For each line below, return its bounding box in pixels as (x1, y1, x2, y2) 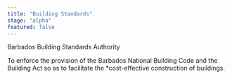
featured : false (7, 23, 55, 30)
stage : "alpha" (7, 17, 52, 24)
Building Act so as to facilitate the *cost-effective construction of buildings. (7, 64, 225, 73)
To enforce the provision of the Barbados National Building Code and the (7, 56, 218, 65)
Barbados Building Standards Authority (7, 43, 121, 51)
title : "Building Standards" (7, 10, 93, 18)
